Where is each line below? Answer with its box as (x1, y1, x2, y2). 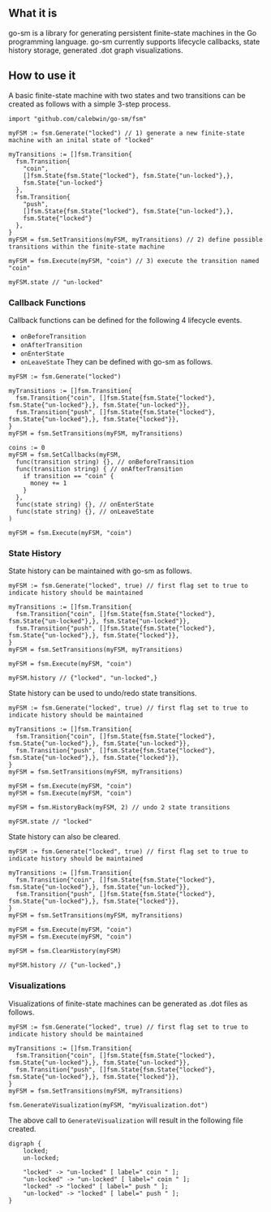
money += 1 (29, 479, 67, 487)
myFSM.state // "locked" (8, 817, 92, 826)
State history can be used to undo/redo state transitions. (8, 688, 197, 698)
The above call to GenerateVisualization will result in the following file (8, 1115, 243, 1125)
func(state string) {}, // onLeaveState (15, 507, 154, 515)
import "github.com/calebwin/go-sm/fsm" (8, 114, 148, 123)
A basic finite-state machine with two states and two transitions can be (8, 90, 246, 100)
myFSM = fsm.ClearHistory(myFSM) (8, 947, 122, 955)
